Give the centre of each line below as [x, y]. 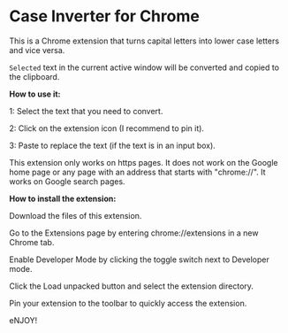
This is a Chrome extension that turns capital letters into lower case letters [144, 41]
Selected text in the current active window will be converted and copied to [144, 67]
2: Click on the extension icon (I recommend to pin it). [107, 128]
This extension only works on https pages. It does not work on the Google [144, 162]
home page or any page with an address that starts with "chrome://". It [138, 172]
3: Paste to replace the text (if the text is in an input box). [113, 145]
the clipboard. [34, 76]
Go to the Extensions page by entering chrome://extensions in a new [134, 233]
